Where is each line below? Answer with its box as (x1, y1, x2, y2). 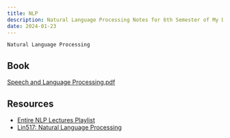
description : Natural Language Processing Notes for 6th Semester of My (7, 16, 219, 23)
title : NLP (7, 10, 38, 17)
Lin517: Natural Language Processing (16, 124, 122, 131)
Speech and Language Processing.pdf (7, 78, 116, 86)
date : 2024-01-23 (7, 23, 57, 29)
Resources (7, 98, 54, 109)
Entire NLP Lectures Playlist (16, 116, 96, 124)
